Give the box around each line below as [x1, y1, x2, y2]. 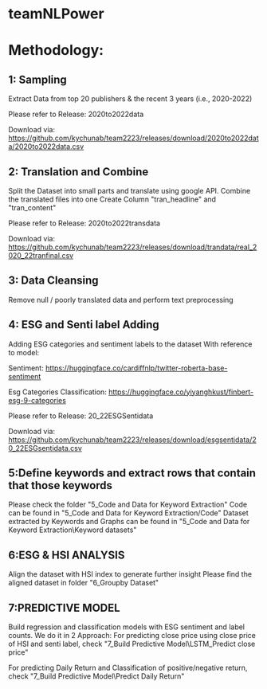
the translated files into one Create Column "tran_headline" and [8, 194, 217, 204]
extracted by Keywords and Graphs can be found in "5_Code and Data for [8, 517, 250, 527]
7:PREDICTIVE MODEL [8, 601, 121, 614]
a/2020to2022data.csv [8, 142, 84, 151]
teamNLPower [8, 5, 105, 23]
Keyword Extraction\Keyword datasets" [8, 525, 137, 534]
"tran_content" [8, 203, 57, 212]
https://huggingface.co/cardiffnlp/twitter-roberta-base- [45, 363, 228, 373]
